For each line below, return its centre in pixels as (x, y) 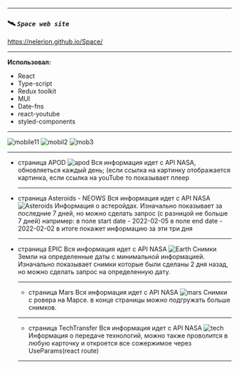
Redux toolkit (37, 91)
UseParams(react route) (64, 351)
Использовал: (29, 62)
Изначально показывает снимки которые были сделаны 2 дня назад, (123, 264)
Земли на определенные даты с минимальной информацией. (111, 257)
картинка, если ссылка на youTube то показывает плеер (103, 178)
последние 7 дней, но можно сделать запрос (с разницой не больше (123, 213)
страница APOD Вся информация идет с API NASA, (107, 163)
